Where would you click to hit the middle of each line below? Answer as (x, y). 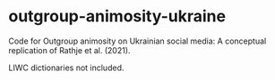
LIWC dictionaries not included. (66, 68)
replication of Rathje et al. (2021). (69, 50)
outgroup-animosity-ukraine (117, 16)
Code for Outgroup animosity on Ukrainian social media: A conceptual (137, 41)
